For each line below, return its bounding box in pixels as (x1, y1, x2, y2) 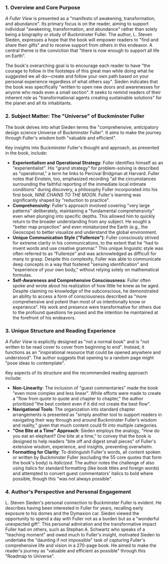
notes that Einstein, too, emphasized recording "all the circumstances (12, 176, 156, 182)
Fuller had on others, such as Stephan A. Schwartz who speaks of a (5, 526, 145, 532)
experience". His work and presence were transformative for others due (12, 304, 161, 310)
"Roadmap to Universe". (5, 553, 55, 559)
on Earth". (5, 53, 26, 59)
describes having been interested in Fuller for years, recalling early (5, 505, 143, 511)
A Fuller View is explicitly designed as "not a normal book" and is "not (5, 339, 149, 345)
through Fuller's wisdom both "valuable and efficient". (5, 135, 116, 141)
